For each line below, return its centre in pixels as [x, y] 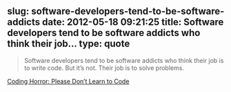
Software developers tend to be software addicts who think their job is [124, 60]
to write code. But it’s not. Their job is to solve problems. [104, 68]
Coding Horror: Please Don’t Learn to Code [68, 81]
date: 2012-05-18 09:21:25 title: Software [133, 22]
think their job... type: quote [69, 44]
